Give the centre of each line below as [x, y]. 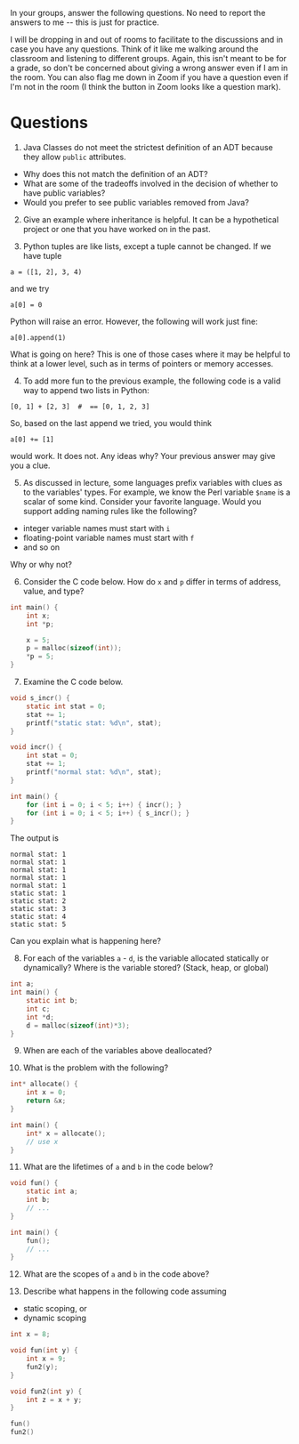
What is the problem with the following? [95, 1068]
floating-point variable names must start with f [109, 537]
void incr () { [36, 747]
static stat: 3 [38, 909]
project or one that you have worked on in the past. [117, 229]
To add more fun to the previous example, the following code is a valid [152, 381]
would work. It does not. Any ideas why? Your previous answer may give [143, 456]
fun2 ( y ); [42, 1367]
